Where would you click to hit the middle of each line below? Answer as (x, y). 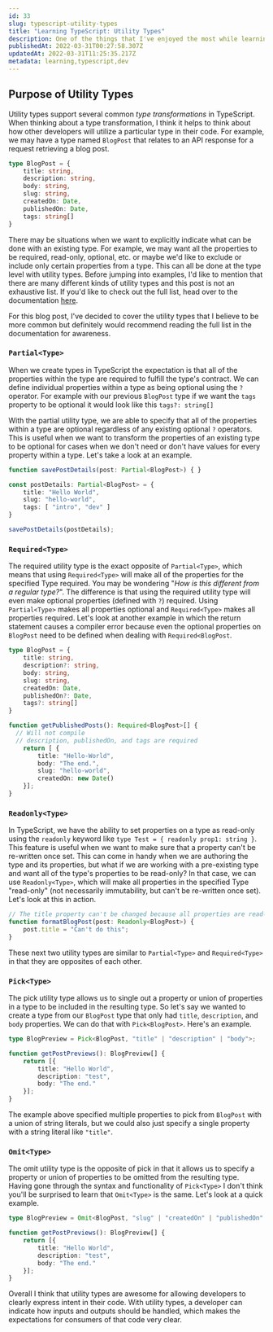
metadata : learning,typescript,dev (69, 62)
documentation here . (43, 300)
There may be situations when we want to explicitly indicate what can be (130, 239)
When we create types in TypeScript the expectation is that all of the (123, 370)
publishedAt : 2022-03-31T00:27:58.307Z (76, 46)
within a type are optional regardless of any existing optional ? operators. (130, 429)
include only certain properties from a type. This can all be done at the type (135, 265)
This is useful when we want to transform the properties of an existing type (134, 437)
